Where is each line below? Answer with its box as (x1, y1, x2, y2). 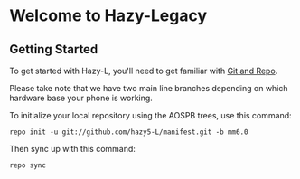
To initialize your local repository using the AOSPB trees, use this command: (9, 110, 292, 120)
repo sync (9, 161, 47, 170)
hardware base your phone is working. (9, 92, 154, 103)
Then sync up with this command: (9, 144, 136, 154)
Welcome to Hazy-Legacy (9, 5, 208, 26)
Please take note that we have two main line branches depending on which (9, 83, 288, 93)
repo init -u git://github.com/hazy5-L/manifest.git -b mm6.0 (9, 127, 248, 137)
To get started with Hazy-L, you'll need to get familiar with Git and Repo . (9, 65, 278, 76)
